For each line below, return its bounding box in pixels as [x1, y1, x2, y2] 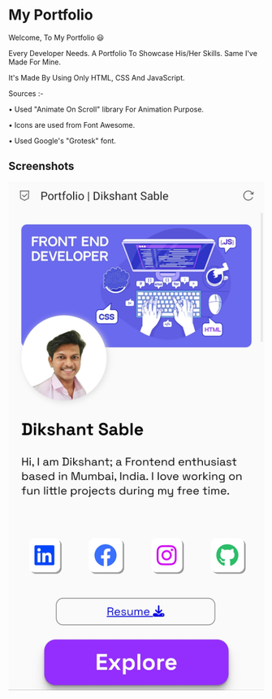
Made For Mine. [8, 57, 61, 67]
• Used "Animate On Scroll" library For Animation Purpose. [8, 104, 205, 114]
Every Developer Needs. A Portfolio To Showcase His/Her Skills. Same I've [8, 48, 258, 58]
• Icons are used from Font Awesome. [8, 120, 136, 129]
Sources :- [8, 88, 44, 98]
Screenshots [8, 159, 75, 173]
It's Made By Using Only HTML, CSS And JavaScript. [8, 72, 185, 82]
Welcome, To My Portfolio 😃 [8, 33, 105, 42]
